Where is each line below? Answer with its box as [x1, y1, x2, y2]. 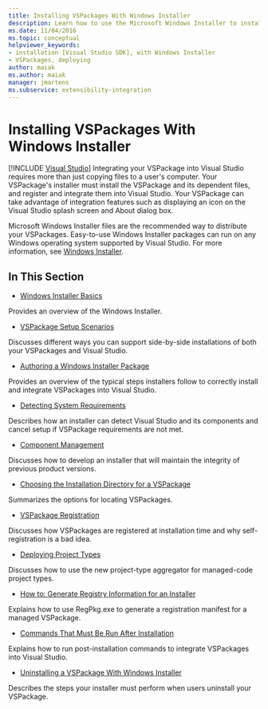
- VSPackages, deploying [8, 57, 91, 65]
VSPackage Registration [19, 510, 100, 520]
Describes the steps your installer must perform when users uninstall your [8, 683, 251, 693]
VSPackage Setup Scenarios [19, 322, 114, 332]
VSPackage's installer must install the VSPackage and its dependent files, [8, 180, 250, 190]
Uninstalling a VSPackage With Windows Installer [19, 668, 182, 678]
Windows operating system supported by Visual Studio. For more [8, 238, 223, 248]
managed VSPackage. [8, 613, 81, 623]
